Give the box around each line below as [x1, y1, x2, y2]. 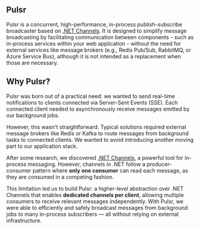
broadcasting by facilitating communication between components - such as [6, 33, 194, 41]
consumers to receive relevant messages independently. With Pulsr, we [6, 198, 184, 205]
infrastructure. [6, 216, 42, 224]
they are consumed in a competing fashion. [6, 173, 114, 180]
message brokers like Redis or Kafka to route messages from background [6, 129, 189, 137]
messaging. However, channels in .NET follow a [27, 160, 146, 168]
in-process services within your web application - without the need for [6, 40, 181, 47]
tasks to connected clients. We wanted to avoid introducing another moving [6, 136, 194, 143]
